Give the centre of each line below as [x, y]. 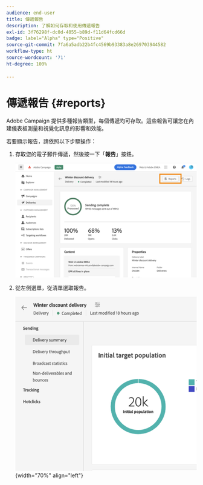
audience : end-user [31, 13]
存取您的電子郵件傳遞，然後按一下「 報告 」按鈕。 [76, 154]
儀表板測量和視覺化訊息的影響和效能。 [59, 129]
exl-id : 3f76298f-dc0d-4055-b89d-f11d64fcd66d [66, 32]
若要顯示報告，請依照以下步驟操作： [51, 141]
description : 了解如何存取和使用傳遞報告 [53, 25]
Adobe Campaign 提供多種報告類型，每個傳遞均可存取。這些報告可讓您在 [98, 121]
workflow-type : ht [29, 52]
